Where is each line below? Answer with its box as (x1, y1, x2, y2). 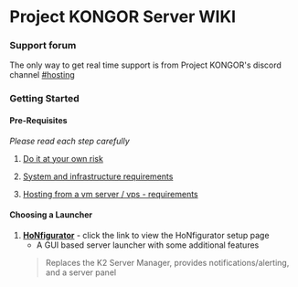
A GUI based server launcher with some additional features (36, 239, 260, 250)
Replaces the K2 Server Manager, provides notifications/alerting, (45, 257, 290, 268)
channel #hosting (9, 69, 75, 80)
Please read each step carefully (9, 135, 130, 146)
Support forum (9, 39, 77, 52)
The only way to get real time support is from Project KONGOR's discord (9, 59, 282, 70)
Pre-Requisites (9, 115, 68, 125)
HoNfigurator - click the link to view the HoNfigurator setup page (22, 229, 270, 240)
